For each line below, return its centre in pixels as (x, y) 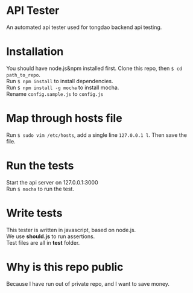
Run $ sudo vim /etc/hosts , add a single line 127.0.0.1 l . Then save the (97, 135)
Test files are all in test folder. (43, 242)
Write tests (34, 213)
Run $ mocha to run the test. (40, 189)
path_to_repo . (23, 74)
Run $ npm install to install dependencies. (60, 81)
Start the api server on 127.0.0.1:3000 (52, 182)
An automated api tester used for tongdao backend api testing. (84, 27)
